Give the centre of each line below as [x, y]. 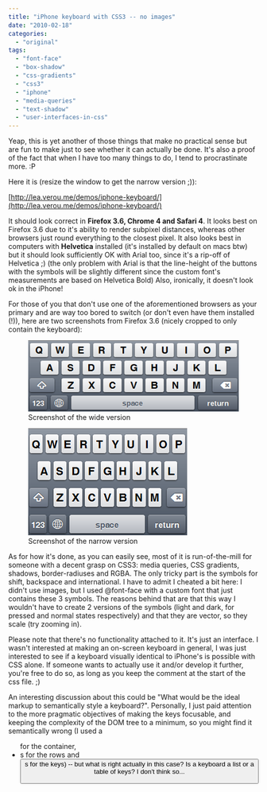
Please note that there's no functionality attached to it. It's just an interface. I [133, 639]
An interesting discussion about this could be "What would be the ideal [124, 697]
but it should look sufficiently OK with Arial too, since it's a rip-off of [119, 255]
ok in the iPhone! [36, 289]
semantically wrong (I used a [56, 731]
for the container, [48, 747]
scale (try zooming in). [45, 624]
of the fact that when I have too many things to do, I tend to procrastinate [128, 158]
